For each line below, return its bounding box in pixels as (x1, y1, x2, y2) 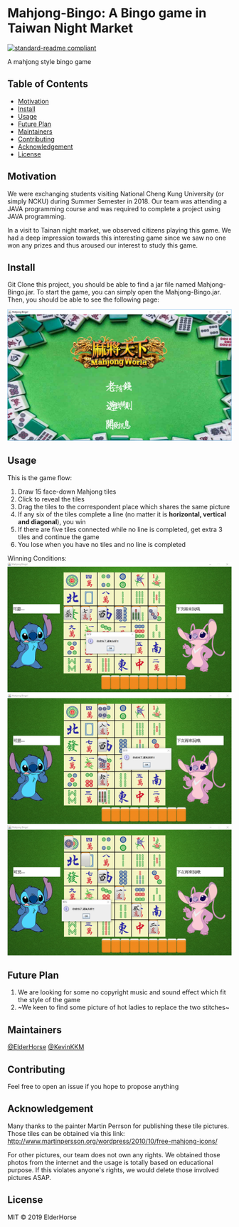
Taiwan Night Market (7, 20, 134, 36)
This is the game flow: (7, 473, 73, 482)
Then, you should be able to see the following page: (7, 295, 160, 304)
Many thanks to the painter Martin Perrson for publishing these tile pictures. (7, 1122, 229, 1130)
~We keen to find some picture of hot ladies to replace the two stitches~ (17, 1003, 230, 1011)
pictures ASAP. (7, 1173, 52, 1181)
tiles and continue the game (17, 532, 100, 541)
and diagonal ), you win (17, 517, 87, 526)
